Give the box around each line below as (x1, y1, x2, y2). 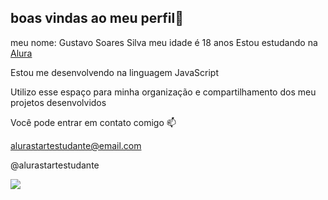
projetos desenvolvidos (10, 96, 107, 108)
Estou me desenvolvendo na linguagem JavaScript (10, 66, 219, 78)
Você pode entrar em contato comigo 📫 (10, 116, 177, 128)
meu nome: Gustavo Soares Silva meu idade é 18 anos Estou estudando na (10, 36, 318, 48)
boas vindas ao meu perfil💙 (10, 10, 184, 27)
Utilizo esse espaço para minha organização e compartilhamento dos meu (10, 86, 317, 98)
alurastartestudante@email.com (10, 139, 142, 151)
